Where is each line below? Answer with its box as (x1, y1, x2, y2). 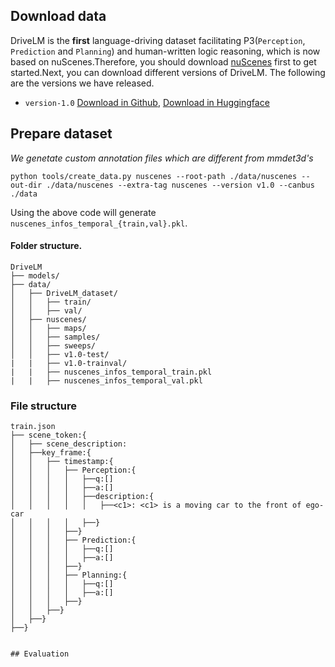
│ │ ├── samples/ (10, 332, 101, 342)
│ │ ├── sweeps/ (10, 340, 97, 351)
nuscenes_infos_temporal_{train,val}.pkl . (10, 217, 188, 229)
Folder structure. (10, 240, 83, 252)
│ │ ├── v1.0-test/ (10, 349, 110, 359)
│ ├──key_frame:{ (10, 448, 92, 458)
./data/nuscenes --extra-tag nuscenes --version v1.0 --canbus (46, 180, 315, 190)
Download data (10, 8, 107, 25)
